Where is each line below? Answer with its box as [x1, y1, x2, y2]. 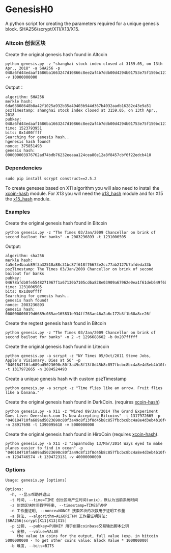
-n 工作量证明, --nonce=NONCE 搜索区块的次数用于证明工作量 [10, 509, 126, 514]
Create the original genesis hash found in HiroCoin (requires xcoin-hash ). [5, 431, 159, 437]
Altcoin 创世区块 [5, 39, 46, 46]
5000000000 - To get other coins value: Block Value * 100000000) [5, 538, 149, 543]
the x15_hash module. [5, 195, 51, 202]
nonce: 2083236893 [5, 302, 44, 307]
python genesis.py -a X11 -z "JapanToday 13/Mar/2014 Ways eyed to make [5, 441, 163, 446]
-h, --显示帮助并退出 [10, 492, 50, 497]
